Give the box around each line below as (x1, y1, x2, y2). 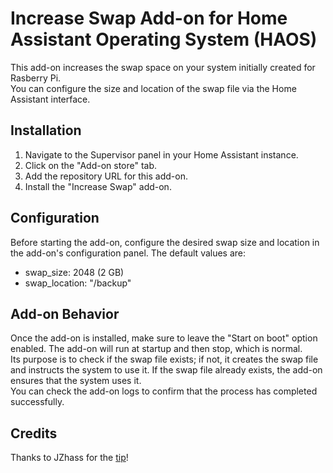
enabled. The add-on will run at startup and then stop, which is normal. (10, 343, 303, 355)
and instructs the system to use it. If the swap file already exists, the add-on (10, 364, 323, 376)
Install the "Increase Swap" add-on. (24, 180, 172, 192)
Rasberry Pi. (10, 72, 62, 84)
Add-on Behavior (10, 305, 120, 322)
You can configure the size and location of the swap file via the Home (10, 82, 297, 94)
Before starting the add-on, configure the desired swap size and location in (10, 236, 320, 248)
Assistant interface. (10, 93, 91, 105)
